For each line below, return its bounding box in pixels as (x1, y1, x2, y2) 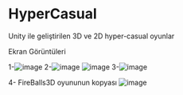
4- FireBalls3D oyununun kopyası (8, 77, 118, 87)
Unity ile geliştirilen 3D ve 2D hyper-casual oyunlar (8, 31, 175, 41)
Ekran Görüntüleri (8, 46, 66, 56)
